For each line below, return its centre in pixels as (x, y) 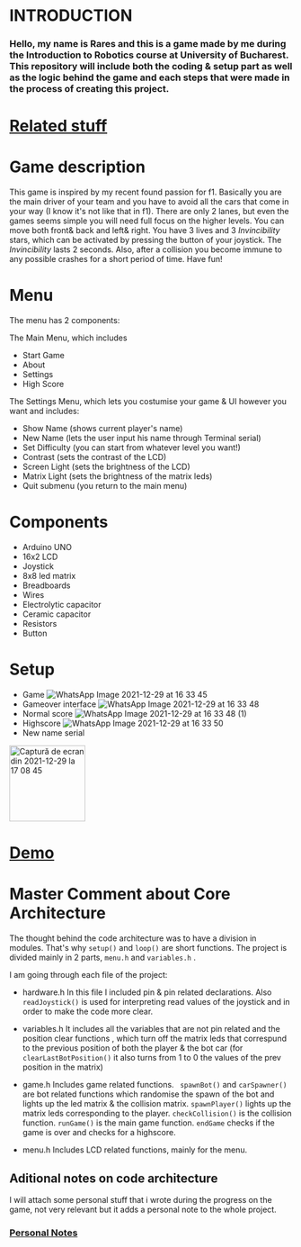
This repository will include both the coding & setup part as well (151, 67)
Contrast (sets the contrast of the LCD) (94, 457)
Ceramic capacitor (57, 614)
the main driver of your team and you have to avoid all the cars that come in (149, 202)
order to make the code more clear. (88, 1012)
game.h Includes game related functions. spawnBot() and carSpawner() (155, 1085)
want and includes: (44, 411)
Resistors (40, 624)
